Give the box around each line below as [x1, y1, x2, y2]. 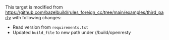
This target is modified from [5, 4, 63, 10]
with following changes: [12, 15, 62, 20]
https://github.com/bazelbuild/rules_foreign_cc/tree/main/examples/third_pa [5, 9, 164, 15]
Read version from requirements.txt [12, 24, 89, 30]
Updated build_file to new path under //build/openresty [12, 30, 131, 35]
